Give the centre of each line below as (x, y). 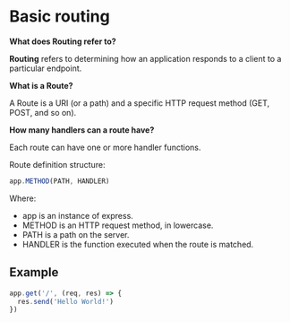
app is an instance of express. (78, 215)
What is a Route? (41, 85)
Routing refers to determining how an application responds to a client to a (145, 58)
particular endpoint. (46, 68)
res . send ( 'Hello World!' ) (66, 301)
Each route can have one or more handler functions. (105, 147)
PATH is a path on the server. (76, 234)
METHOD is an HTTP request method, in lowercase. (118, 225)
